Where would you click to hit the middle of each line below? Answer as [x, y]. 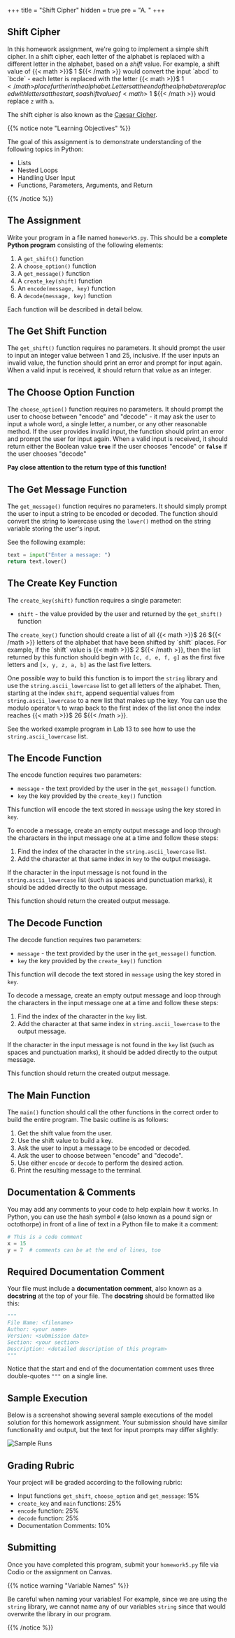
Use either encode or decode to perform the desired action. [100, 1163]
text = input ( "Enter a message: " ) [59, 555]
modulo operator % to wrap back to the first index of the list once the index [114, 708]
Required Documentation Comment [86, 1272]
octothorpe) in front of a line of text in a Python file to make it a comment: [113, 1224]
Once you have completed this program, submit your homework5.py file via [113, 1564]
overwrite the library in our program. [59, 1613]
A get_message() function [54, 273]
